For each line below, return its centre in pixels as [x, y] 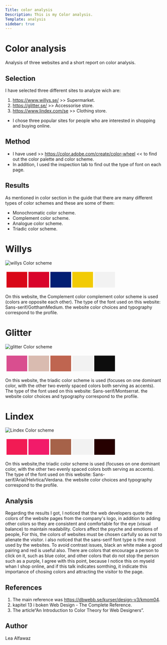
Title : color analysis [29, 10]
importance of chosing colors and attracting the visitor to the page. [74, 572]
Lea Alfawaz [18, 638]
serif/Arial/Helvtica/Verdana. [35, 480]
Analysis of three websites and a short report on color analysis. [70, 63]
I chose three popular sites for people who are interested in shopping [84, 120]
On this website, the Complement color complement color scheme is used [82, 296]
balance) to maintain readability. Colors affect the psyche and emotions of [82, 529]
